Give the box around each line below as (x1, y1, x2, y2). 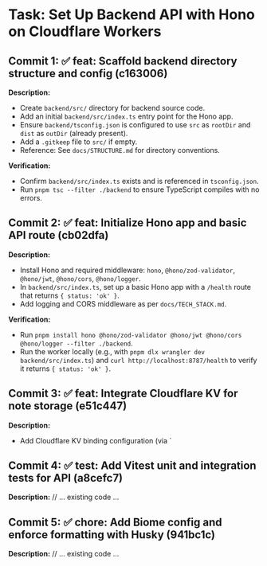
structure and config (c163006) (8, 66, 168, 80)
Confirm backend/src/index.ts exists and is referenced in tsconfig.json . (19, 177, 259, 185)
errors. (19, 193, 42, 202)
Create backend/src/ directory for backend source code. (19, 103, 206, 112)
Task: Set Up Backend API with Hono (8, 6, 255, 24)
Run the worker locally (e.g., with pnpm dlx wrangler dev (19, 346, 206, 356)
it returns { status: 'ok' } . (19, 364, 112, 373)
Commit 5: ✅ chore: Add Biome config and (8, 515, 222, 529)
